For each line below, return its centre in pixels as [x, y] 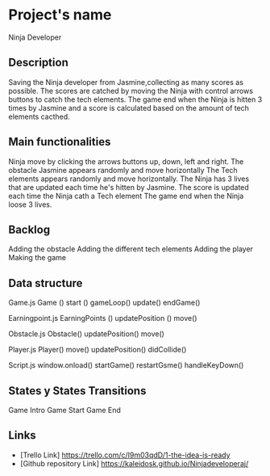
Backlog [29, 229]
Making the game [37, 258]
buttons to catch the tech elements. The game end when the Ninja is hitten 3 [135, 99]
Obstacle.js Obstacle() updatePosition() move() [87, 334]
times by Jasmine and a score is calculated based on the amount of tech [129, 107]
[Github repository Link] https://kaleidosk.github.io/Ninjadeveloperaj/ [134, 463]
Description [38, 63]
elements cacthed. [39, 116]
